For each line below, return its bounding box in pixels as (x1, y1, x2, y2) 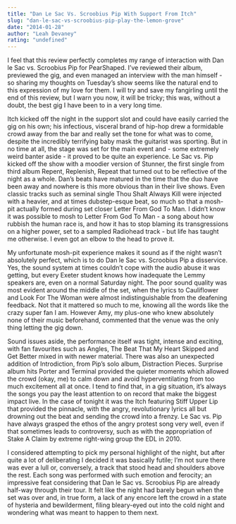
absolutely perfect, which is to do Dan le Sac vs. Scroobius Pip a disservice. (7, 256, 228, 265)
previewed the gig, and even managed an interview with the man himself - (7, 71, 223, 80)
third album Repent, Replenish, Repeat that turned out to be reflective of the (7, 167, 228, 176)
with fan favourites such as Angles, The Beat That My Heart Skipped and (7, 345, 219, 353)
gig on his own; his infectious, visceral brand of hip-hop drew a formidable (7, 122, 224, 131)
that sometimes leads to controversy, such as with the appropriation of (7, 427, 213, 436)
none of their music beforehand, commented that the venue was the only (7, 316, 220, 325)
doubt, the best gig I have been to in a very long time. (7, 101, 163, 109)
